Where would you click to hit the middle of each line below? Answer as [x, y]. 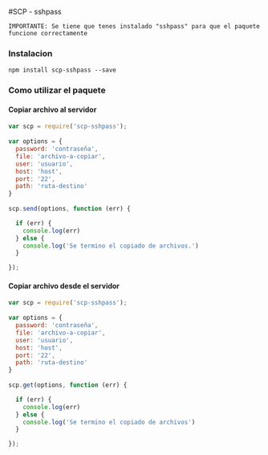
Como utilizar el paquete [57, 90]
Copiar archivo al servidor [53, 109]
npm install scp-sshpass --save [62, 70]
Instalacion [30, 53]
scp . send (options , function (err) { [69, 209]
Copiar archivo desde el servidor [64, 285]
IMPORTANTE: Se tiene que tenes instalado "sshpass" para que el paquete [134, 27]
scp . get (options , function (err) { [68, 385]
